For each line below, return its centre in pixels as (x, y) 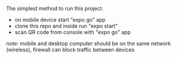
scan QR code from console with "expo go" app (73, 32)
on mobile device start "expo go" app (60, 20)
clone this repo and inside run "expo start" (66, 26)
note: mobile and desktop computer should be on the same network (88, 44)
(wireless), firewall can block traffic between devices (70, 50)
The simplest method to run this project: (55, 8)
